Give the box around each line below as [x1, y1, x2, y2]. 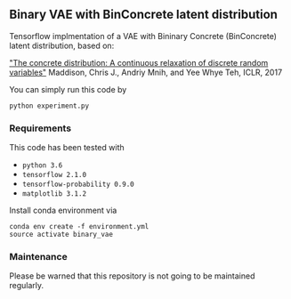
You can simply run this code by [9, 84, 127, 94]
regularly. [9, 280, 44, 291]
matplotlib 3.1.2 [21, 190, 87, 198]
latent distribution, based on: [9, 40, 115, 51]
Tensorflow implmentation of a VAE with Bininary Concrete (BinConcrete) [9, 30, 278, 41]
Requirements [9, 122, 72, 134]
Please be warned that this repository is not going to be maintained [9, 271, 255, 281]
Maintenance [9, 251, 69, 263]
